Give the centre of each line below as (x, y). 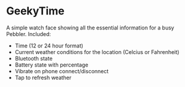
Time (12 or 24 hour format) (49, 46)
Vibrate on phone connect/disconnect (62, 71)
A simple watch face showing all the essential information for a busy (90, 28)
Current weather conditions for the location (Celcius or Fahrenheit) (97, 52)
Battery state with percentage (51, 65)
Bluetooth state (34, 58)
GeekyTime (35, 11)
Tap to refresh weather (43, 77)
